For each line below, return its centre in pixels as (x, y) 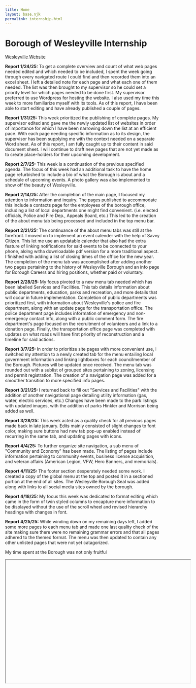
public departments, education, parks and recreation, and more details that (81, 292)
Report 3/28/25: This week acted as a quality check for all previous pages (81, 421)
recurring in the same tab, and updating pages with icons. (64, 436)
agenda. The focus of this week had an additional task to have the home (78, 169)
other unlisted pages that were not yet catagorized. (57, 543)
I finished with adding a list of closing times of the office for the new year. (80, 256)
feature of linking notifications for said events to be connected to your (76, 246)
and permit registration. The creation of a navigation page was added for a (81, 375)
